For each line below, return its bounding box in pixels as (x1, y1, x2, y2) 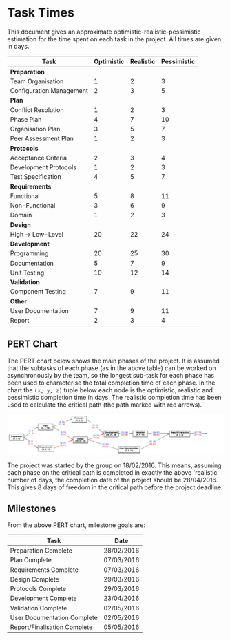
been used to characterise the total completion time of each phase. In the (7, 378, 216, 387)
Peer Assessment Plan (10, 134, 74, 142)
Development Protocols (10, 163, 77, 171)
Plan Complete (10, 556, 52, 564)
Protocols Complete (10, 585, 67, 593)
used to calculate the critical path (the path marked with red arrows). (7, 401, 202, 409)
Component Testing (10, 288, 67, 296)
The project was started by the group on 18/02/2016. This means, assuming (7, 461, 222, 469)
